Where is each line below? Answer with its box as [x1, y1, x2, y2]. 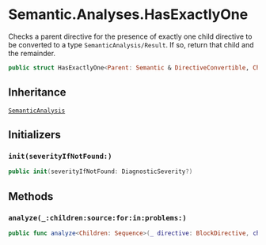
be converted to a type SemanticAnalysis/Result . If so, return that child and [8, 40, 254, 49]
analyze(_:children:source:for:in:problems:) [8, 213, 188, 222]
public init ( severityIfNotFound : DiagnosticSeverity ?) [8, 168, 193, 175]
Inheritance [8, 85, 66, 100]
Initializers [8, 128, 62, 141]
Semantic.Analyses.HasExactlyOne [8, 6, 249, 24]
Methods [8, 190, 54, 203]
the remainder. [8, 48, 56, 58]
